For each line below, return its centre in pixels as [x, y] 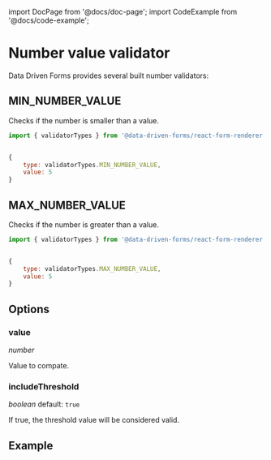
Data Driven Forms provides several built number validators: [109, 75]
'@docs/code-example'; [49, 20]
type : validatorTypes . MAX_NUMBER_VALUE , [92, 269]
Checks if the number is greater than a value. [84, 224]
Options [29, 309]
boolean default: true [44, 404]
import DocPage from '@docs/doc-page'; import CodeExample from [123, 12]
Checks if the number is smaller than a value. [84, 120]
